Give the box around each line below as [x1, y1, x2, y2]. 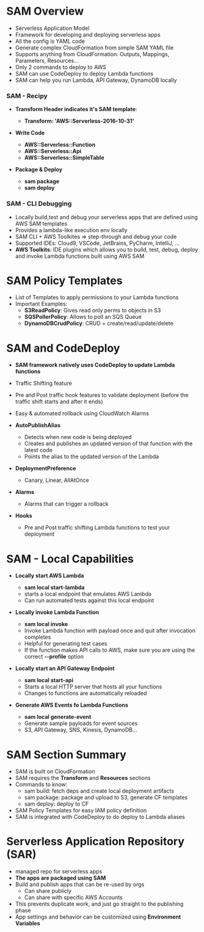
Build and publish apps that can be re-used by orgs [15, 881, 145, 888]
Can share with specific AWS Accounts [24, 894, 123, 901]
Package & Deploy [15, 166, 63, 173]
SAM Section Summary [6, 748, 126, 762]
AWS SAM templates [15, 220, 68, 227]
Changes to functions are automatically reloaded [24, 690, 147, 697]
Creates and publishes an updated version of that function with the [24, 440, 193, 447]
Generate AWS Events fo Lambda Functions [15, 701, 128, 709]
